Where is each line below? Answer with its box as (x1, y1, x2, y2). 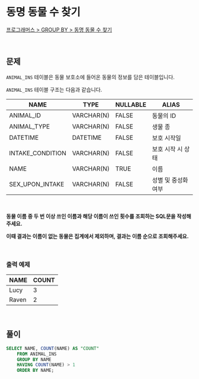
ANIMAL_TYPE (9, 122, 50, 130)
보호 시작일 (152, 134, 182, 142)
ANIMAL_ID (9, 111, 41, 119)
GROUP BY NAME (17, 356, 52, 362)
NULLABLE (115, 100, 147, 108)
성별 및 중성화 (152, 176, 188, 184)
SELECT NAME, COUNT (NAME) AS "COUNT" (6, 345, 99, 351)
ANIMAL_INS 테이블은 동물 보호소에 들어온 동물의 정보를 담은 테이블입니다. (6, 73, 175, 81)
